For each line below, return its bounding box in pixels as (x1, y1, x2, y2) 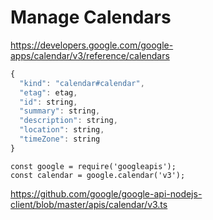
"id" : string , (19, 97, 78, 107)
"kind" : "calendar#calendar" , (19, 78, 145, 88)
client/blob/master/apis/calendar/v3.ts (10, 198, 168, 210)
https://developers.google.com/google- (10, 39, 174, 51)
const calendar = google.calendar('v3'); (10, 170, 186, 180)
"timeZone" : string (19, 134, 101, 145)
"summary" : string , (19, 106, 101, 116)
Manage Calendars (10, 6, 172, 29)
